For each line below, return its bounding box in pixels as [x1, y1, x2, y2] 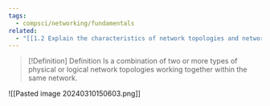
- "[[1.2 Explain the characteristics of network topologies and [15, 34, 239, 43]
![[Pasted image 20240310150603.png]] [8, 89, 141, 99]
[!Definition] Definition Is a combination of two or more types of [27, 56, 238, 66]
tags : [8, 11, 27, 20]
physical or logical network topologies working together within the [27, 65, 247, 75]
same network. [27, 73, 78, 83]
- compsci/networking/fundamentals [15, 19, 135, 27]
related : [8, 26, 38, 35]
